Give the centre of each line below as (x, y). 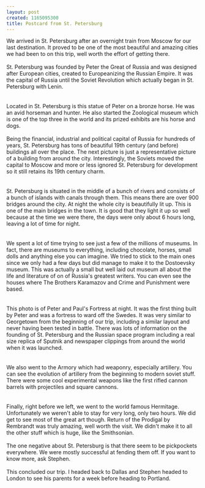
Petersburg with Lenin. (35, 87)
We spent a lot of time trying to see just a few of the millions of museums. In (102, 243)
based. (15, 289)
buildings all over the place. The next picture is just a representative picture (101, 152)
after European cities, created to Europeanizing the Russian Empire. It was (100, 74)
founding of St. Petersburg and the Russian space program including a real (100, 335)
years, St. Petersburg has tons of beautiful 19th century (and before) (92, 146)
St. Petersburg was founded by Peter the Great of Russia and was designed (102, 67)
